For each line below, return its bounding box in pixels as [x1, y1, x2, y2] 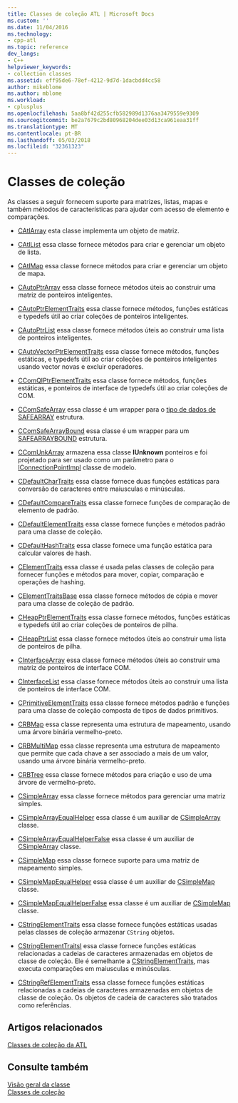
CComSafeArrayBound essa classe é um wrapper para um [17, 427, 190, 435]
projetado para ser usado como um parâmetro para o [17, 456, 175, 464]
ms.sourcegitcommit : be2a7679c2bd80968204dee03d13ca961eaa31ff [7, 116, 200, 123]
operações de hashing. [17, 578, 86, 586]
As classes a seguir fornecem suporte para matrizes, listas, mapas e [7, 198, 208, 206]
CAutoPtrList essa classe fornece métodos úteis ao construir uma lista [17, 326, 224, 335]
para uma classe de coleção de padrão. [17, 599, 135, 608]
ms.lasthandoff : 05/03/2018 [7, 136, 91, 143]
